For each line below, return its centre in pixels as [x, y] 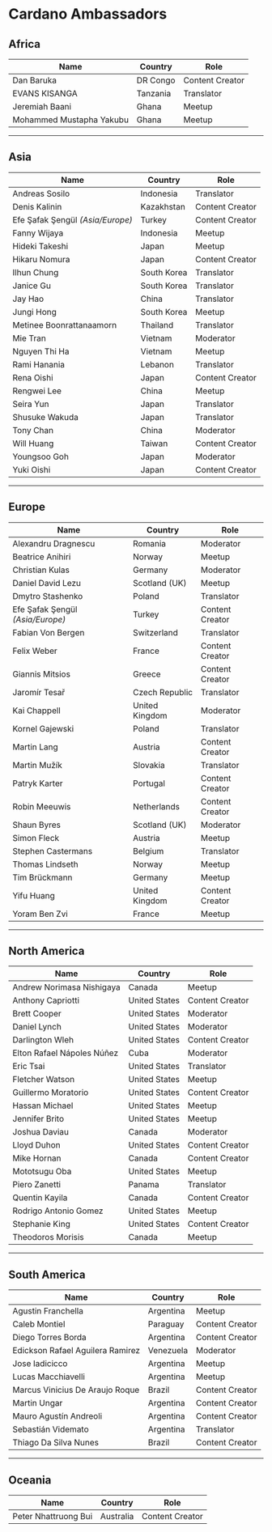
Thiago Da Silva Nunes [56, 1443]
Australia [117, 1517]
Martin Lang [35, 747]
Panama [144, 1185]
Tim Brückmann [42, 877]
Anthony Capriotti [46, 1000]
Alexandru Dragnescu [54, 543]
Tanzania [154, 93]
